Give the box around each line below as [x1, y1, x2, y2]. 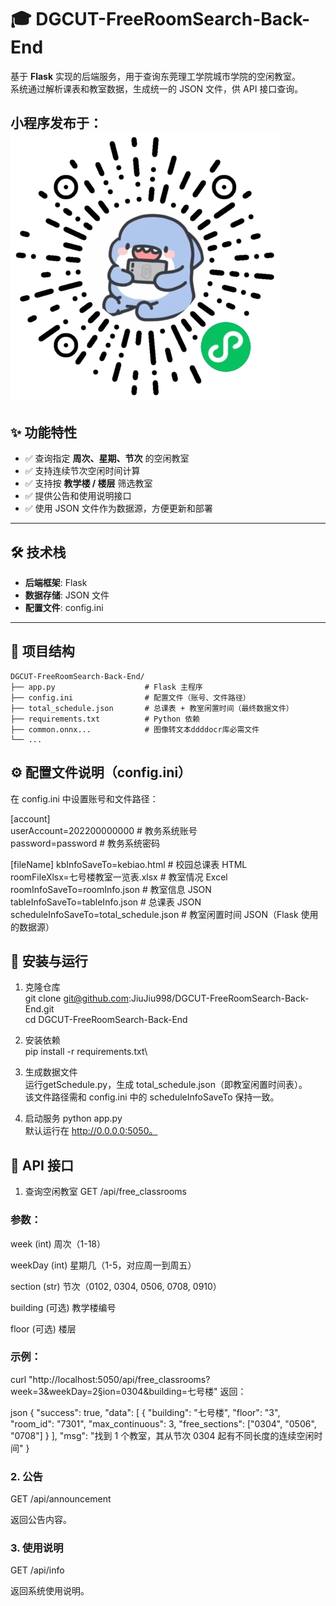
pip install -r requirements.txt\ [24, 1046, 148, 1058]
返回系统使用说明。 [10, 1585, 90, 1597]
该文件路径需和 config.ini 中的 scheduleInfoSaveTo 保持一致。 [24, 1091, 280, 1103]
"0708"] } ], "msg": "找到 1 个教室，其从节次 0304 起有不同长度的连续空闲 [10, 1429, 315, 1441]
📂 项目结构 [10, 643, 75, 660]
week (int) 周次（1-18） [10, 1237, 107, 1250]
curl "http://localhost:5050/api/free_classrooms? [10, 1373, 211, 1385]
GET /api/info [10, 1564, 65, 1576]
